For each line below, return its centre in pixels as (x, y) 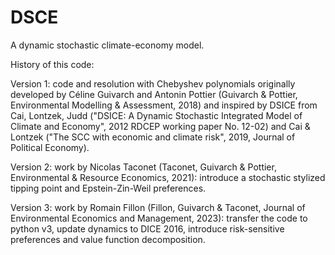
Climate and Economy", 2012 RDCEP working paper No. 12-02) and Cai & (160, 126)
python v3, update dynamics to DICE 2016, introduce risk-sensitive (147, 228)
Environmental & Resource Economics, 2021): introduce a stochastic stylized (168, 177)
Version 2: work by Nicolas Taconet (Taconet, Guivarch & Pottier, (143, 167)
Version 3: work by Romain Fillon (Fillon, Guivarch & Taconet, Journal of (158, 207)
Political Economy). (50, 147)
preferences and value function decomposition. (108, 239)
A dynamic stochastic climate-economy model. (107, 45)
